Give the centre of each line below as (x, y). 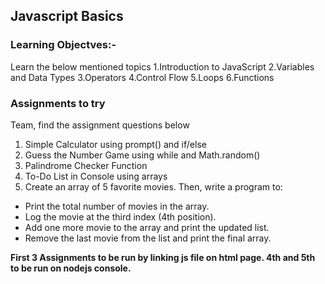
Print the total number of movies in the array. (117, 206)
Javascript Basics (67, 16)
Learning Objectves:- (63, 45)
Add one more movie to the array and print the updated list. (147, 227)
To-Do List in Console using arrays (96, 176)
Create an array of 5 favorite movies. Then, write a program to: (153, 186)
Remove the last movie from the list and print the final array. (148, 238)
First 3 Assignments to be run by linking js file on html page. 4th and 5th (163, 257)
